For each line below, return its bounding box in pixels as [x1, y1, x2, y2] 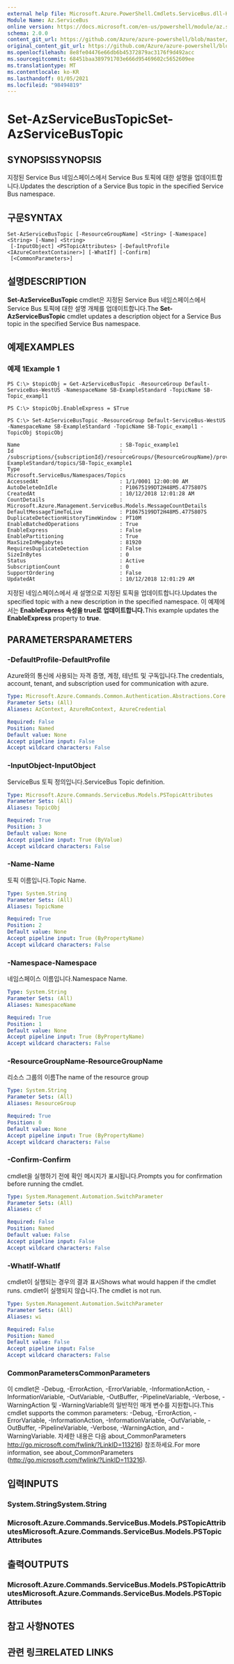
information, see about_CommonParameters [7, 1449, 134, 1457]
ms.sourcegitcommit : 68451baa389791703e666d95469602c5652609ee [7, 56, 195, 63]
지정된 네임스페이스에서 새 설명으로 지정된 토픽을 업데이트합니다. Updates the [7, 588, 217, 596]
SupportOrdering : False [7, 569, 141, 576]
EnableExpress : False [7, 527, 141, 534]
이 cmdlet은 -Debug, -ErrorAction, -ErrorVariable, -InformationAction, [7, 1385, 205, 1394]
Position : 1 [7, 1020, 42, 1028]
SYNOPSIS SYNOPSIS [7, 154, 102, 166]
